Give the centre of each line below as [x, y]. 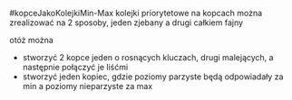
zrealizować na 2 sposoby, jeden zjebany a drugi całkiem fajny [126, 23]
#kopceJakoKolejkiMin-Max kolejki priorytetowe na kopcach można [136, 13]
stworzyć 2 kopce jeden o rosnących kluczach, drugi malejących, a [148, 57]
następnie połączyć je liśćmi [75, 67]
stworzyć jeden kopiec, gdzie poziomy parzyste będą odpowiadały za [153, 77]
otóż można [32, 40]
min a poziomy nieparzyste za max [88, 86]
